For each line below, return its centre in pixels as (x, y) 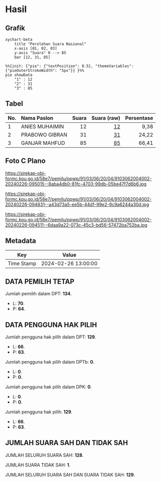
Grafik (15, 28)
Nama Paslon (37, 118)
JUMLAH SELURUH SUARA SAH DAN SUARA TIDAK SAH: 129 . (70, 474)
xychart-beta (19, 39)
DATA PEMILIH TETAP (40, 281)
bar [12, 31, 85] (32, 57)
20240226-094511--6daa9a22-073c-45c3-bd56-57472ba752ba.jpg (76, 225)
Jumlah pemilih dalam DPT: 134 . (38, 294)
